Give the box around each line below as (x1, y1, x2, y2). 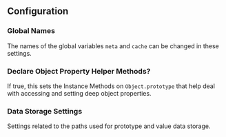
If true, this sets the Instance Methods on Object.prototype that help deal (7, 82, 216, 90)
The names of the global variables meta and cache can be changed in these (7, 41, 219, 50)
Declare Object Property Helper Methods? (7, 66, 151, 76)
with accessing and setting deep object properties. (7, 89, 152, 97)
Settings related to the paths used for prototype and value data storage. (7, 122, 211, 130)
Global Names (7, 26, 55, 36)
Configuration (7, 6, 69, 17)
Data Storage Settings (7, 106, 83, 116)
